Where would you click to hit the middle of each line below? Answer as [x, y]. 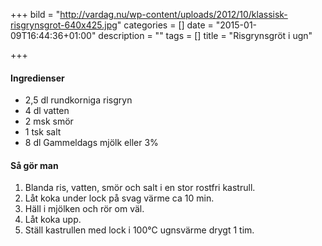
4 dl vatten [47, 111]
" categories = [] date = [165, 25]
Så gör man [34, 165]
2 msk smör [49, 121]
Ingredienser [37, 78]
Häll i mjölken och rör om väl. [84, 209]
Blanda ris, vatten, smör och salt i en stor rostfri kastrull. [140, 188]
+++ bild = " [35, 14]
